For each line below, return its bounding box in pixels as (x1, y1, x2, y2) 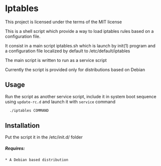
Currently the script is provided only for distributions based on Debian (5, 66, 145, 73)
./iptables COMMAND (9, 108, 49, 113)
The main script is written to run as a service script (5, 57, 107, 63)
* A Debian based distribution (5, 158, 69, 163)
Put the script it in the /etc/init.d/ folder (5, 134, 83, 140)
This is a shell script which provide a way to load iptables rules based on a (5, 28, 154, 34)
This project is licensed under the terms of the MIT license (5, 19, 122, 25)
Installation (5, 121, 40, 130)
